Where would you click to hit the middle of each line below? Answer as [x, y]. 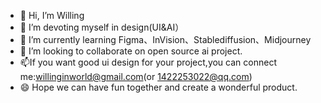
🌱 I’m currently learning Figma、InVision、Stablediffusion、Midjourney [165, 39]
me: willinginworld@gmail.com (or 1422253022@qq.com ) [136, 76]
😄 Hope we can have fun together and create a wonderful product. [158, 87]
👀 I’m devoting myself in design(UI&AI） [102, 27]
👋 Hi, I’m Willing [52, 15]
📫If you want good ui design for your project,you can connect [148, 62]
